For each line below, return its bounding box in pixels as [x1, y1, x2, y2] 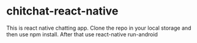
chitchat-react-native [6, 4, 119, 18]
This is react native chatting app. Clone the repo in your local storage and [6, 24, 191, 31]
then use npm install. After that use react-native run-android [6, 30, 158, 38]
